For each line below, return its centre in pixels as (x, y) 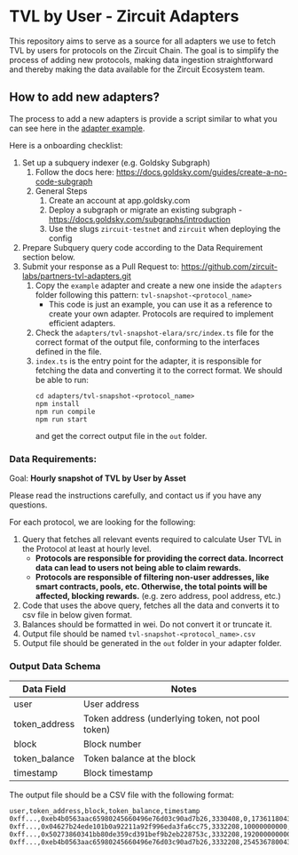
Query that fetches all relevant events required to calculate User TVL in (152, 539)
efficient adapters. (82, 323)
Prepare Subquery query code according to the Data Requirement (142, 247)
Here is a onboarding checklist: (66, 145)
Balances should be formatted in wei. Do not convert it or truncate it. (147, 625)
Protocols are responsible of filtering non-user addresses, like (152, 577)
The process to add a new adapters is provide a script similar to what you (143, 118)
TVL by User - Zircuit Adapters (124, 16)
